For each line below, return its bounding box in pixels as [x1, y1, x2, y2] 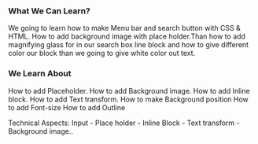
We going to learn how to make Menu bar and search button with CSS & [8, 24, 241, 33]
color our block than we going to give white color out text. [8, 49, 196, 58]
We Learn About [8, 68, 72, 79]
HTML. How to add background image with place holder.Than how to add [8, 31, 246, 41]
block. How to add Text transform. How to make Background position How [8, 94, 249, 104]
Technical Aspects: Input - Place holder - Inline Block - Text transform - [8, 118, 240, 127]
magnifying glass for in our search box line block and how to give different [8, 40, 249, 50]
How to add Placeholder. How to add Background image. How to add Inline [8, 86, 250, 95]
